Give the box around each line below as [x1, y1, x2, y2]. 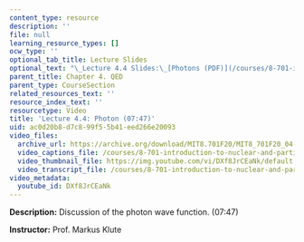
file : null [9, 30, 51, 39]
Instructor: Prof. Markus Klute [9, 224, 122, 236]
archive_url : [17, 140, 67, 149]
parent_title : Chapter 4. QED [9, 73, 124, 82]
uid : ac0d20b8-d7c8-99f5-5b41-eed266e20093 [9, 123, 176, 132]
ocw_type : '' [9, 47, 59, 56]
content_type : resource [9, 13, 100, 23]
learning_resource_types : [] [9, 38, 119, 48]
